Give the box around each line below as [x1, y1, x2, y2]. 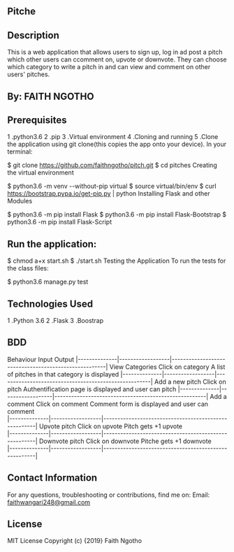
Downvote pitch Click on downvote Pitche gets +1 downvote [38, 437, 212, 445]
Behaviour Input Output [7, 355, 75, 363]
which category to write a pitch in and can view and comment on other [7, 63, 211, 71]
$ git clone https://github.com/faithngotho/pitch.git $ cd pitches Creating [7, 161, 218, 170]
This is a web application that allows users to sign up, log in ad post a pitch [7, 48, 223, 57]
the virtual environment [7, 168, 75, 177]
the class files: [7, 264, 49, 273]
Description [7, 29, 59, 41]
